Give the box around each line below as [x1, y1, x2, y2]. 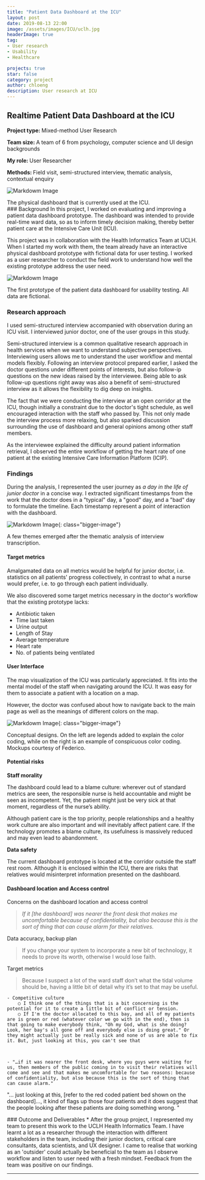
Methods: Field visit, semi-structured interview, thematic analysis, [7, 168, 173, 176]
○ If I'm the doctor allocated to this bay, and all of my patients [18, 1011, 195, 1017]
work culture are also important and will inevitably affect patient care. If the [7, 821, 195, 829]
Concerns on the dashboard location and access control [7, 898, 148, 906]
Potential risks [7, 758, 44, 765]
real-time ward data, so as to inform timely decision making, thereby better [7, 218, 195, 226]
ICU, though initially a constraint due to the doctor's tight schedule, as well [7, 404, 193, 411]
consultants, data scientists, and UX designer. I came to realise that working [7, 1142, 197, 1150]
